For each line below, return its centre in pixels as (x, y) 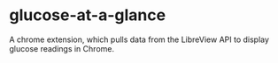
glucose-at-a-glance (88, 15)
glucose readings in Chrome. (62, 48)
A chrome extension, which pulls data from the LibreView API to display (139, 39)
